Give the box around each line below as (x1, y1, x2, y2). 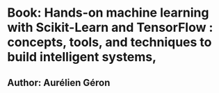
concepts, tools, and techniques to (7, 35, 212, 50)
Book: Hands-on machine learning (7, 5, 209, 21)
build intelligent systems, (7, 49, 157, 65)
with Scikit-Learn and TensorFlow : (7, 19, 213, 35)
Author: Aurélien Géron (7, 76, 111, 88)
